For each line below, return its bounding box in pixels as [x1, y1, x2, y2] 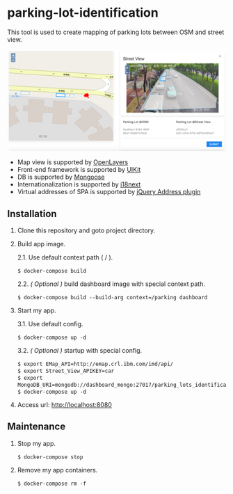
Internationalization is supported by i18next [17, 180, 141, 189]
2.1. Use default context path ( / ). [17, 253, 113, 262]
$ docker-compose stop [17, 454, 83, 461]
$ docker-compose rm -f [17, 480, 87, 487]
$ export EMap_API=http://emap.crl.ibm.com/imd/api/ [17, 360, 174, 368]
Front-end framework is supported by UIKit [17, 166, 141, 174]
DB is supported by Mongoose [17, 173, 105, 182]
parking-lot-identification [7, 5, 159, 21]
